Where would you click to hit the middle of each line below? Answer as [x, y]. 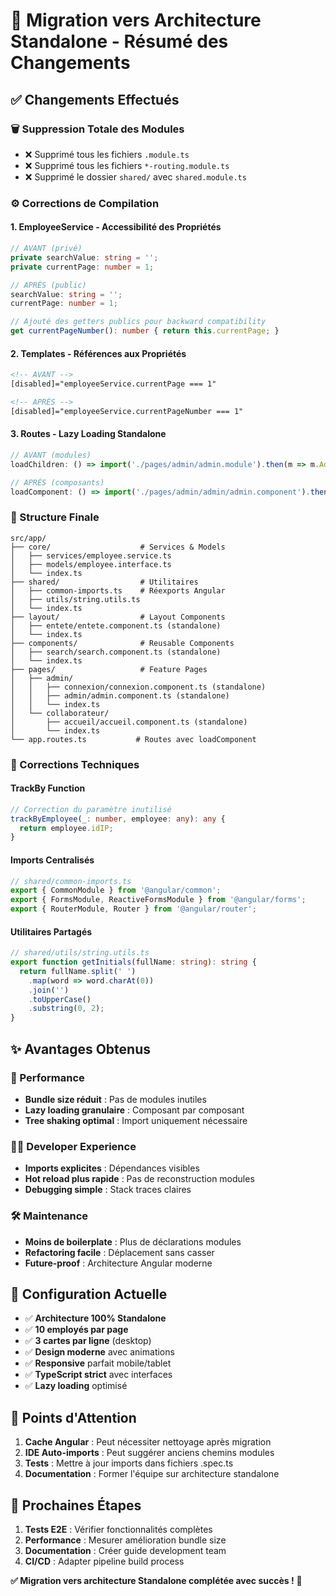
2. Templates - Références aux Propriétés [98, 353]
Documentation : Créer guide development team [125, 1550]
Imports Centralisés [52, 860]
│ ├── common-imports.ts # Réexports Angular [118, 590]
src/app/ [28, 538]
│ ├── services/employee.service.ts [91, 555]
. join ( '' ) [49, 990]
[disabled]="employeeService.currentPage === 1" [113, 384]
